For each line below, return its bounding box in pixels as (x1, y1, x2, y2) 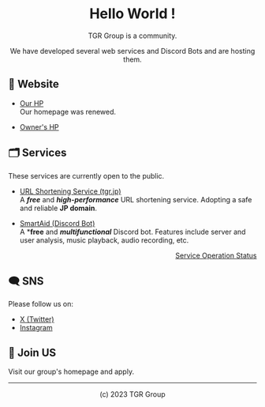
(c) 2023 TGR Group (99, 390, 166, 399)
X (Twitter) (19, 315, 54, 324)
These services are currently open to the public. (8, 171, 165, 180)
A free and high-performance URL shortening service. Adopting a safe (19, 194, 252, 204)
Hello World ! (89, 5, 176, 23)
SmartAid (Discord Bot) (19, 218, 95, 228)
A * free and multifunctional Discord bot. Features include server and (19, 227, 246, 236)
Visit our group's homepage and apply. (8, 367, 135, 376)
